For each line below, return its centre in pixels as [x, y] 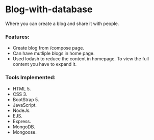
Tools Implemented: [31, 78]
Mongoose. [25, 132]
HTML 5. [22, 88]
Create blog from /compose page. [48, 48]
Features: [17, 37]
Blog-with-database [49, 9]
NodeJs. [21, 110]
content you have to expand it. [45, 64]
